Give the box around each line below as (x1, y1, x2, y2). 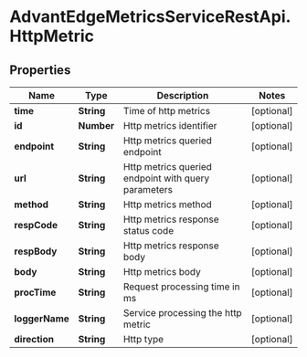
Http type (122, 333, 164, 345)
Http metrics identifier (122, 120, 217, 131)
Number (78, 120, 115, 131)
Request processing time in (122, 280, 240, 293)
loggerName (14, 312, 70, 325)
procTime (14, 286, 57, 299)
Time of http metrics (122, 105, 211, 117)
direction (14, 333, 55, 345)
